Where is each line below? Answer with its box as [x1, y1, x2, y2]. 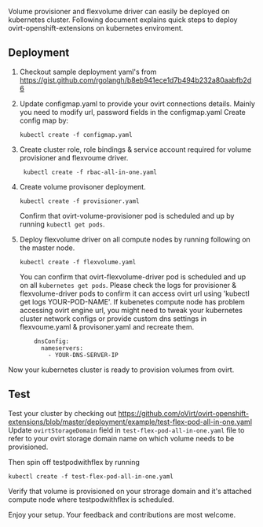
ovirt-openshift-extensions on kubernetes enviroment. [8, 24, 184, 32]
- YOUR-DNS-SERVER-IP [48, 351, 119, 359]
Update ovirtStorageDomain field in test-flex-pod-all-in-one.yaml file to [8, 425, 245, 435]
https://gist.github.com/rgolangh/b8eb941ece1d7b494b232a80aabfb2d [19, 75, 252, 85]
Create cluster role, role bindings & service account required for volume [19, 145, 252, 154]
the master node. [19, 243, 75, 252]
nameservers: [40, 344, 84, 352]
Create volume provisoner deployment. [19, 182, 147, 191]
